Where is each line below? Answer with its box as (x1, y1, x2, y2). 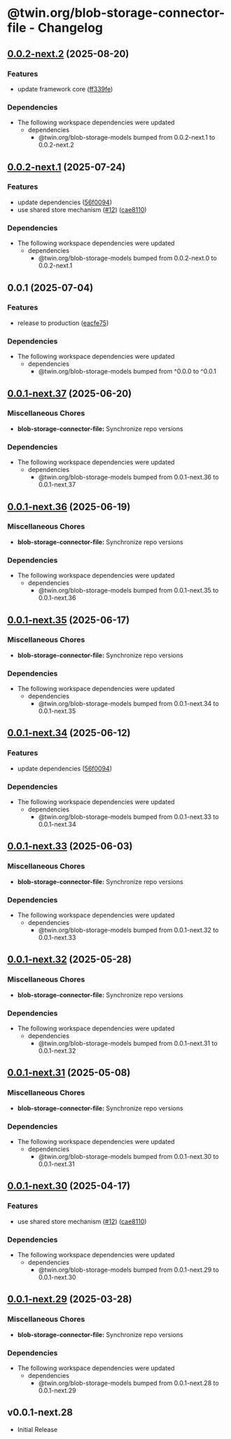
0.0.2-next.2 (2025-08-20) (7, 48, 129, 60)
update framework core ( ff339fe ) (17, 84, 113, 93)
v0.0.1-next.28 (7, 1407, 73, 1419)
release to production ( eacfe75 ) (17, 318, 109, 327)
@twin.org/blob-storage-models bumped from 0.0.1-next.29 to (38, 1266, 219, 1274)
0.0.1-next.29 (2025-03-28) (7, 1294, 132, 1306)
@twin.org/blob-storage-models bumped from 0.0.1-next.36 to (38, 473, 219, 482)
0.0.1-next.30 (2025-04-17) (7, 1180, 131, 1192)
